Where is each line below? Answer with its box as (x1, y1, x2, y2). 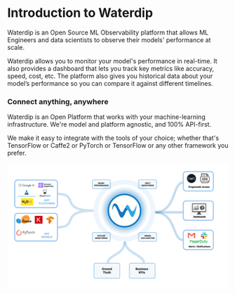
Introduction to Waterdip (7, 5, 153, 21)
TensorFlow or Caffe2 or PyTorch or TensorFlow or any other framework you (7, 141, 229, 150)
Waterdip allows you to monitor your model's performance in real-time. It (7, 56, 217, 65)
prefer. (7, 149, 27, 158)
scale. (7, 43, 25, 51)
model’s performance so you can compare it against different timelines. (7, 79, 213, 87)
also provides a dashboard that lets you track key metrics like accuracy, (7, 64, 215, 72)
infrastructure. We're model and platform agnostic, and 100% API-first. (7, 120, 212, 129)
